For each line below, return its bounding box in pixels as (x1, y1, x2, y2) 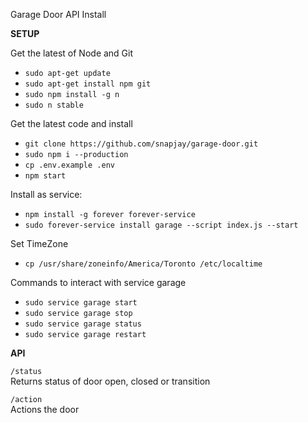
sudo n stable (24, 100, 84, 110)
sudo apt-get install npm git (24, 79, 152, 89)
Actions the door (10, 404, 80, 415)
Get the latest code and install (10, 118, 133, 129)
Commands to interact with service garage (10, 277, 187, 288)
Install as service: (10, 189, 83, 200)
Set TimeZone (10, 238, 69, 249)
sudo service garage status (24, 319, 142, 329)
